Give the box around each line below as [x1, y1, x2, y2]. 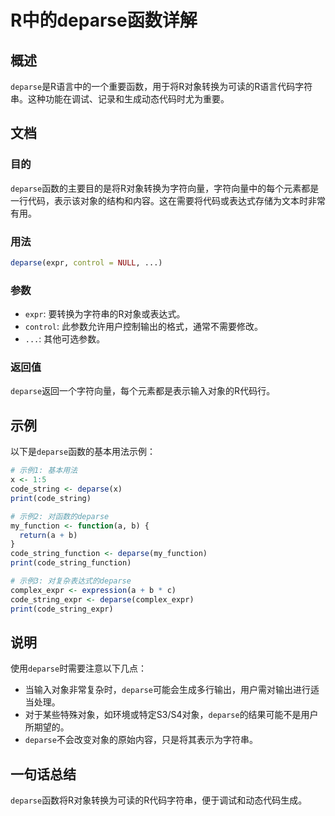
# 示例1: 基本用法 [10, 466, 78, 476]
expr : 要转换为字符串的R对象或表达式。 [24, 308, 186, 320]
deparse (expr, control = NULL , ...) [10, 257, 163, 268]
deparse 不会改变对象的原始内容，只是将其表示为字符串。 [24, 734, 258, 746]
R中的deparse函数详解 [10, 9, 198, 32]
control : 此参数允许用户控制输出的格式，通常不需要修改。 [24, 321, 263, 333]
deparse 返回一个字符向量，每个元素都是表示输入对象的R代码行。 [10, 385, 276, 397]
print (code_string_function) [10, 558, 132, 568]
